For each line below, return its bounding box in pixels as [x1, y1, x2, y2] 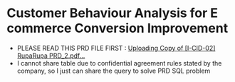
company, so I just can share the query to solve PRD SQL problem [16, 66, 211, 75]
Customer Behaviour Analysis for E [6, 5, 219, 21]
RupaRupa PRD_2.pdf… [16, 51, 85, 60]
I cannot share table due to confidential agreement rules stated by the [16, 58, 222, 67]
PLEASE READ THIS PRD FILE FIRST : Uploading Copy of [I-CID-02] [16, 43, 216, 52]
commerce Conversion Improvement [6, 20, 229, 36]
